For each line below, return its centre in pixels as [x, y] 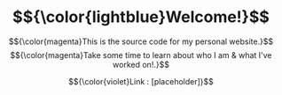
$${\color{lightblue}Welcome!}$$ [141, 17]
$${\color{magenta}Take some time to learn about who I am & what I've [141, 55]
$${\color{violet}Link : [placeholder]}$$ [141, 81]
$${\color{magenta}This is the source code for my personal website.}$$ [141, 41]
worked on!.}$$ [141, 64]
